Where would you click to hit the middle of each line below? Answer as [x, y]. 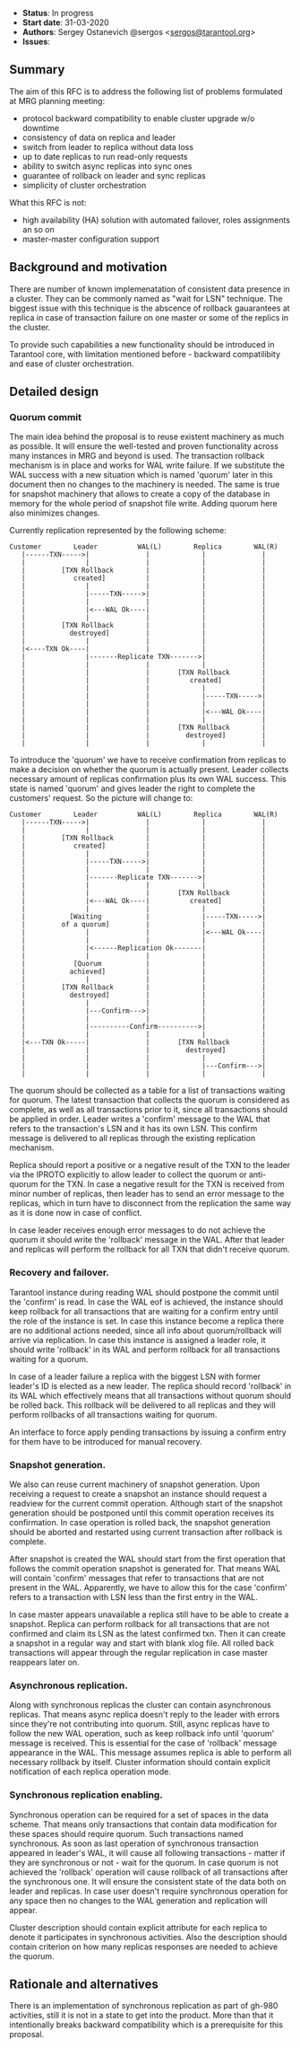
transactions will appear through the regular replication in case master [139, 1652]
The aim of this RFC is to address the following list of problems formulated [146, 91]
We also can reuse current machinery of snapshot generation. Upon [135, 1484]
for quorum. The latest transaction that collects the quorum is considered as [150, 1100]
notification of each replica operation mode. [90, 1771]
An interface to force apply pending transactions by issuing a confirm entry [148, 1432]
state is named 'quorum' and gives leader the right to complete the [132, 788]
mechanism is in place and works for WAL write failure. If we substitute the [147, 465]
